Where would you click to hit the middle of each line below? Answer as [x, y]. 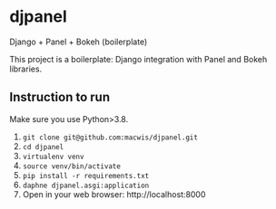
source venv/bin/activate [71, 166]
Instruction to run [60, 97]
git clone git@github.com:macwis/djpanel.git [110, 138]
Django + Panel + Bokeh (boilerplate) [79, 42]
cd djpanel [43, 147]
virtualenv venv [53, 157]
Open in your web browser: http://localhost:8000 [114, 194]
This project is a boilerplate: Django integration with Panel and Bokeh [138, 59]
